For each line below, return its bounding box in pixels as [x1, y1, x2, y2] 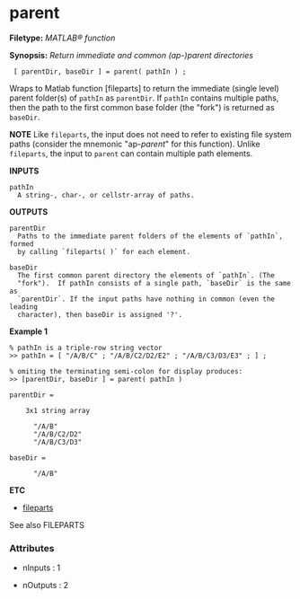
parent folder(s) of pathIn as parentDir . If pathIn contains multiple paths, [9, 92, 279, 103]
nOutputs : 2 [22, 580, 69, 591]
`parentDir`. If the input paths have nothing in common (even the [17, 295, 276, 304]
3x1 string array [25, 406, 91, 415]
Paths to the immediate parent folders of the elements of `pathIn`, [17, 232, 283, 241]
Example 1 [9, 326, 48, 337]
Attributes [9, 542, 55, 554]
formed [9, 239, 34, 249]
